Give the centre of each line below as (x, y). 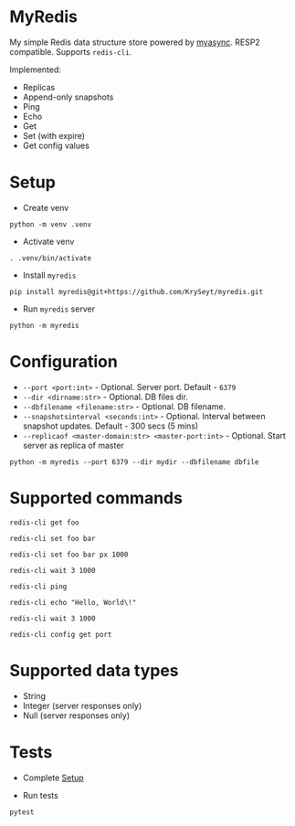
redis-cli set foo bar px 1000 (69, 555)
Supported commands (96, 498)
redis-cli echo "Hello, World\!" (73, 602)
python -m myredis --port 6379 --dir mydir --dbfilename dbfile (134, 462)
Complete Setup (53, 778)
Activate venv (48, 241)
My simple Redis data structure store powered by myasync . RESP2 (135, 42)
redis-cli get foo (44, 523)
